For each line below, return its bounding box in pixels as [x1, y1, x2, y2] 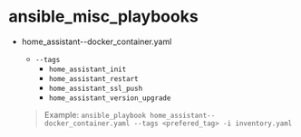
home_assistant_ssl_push [48, 84, 143, 93]
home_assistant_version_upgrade [48, 93, 171, 103]
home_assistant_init [48, 65, 127, 74]
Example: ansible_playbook [44, 109, 147, 120]
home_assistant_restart [48, 74, 139, 83]
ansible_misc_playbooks [8, 6, 199, 27]
